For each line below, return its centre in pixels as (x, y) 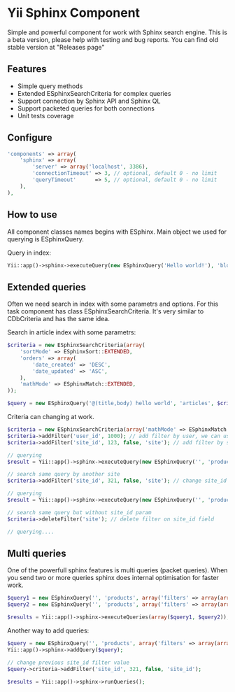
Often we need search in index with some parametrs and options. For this (113, 304)
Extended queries (47, 287)
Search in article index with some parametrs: (72, 332)
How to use (32, 215)
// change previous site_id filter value (69, 663)
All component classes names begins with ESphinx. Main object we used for (117, 232)
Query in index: (29, 253)
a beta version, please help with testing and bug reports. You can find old (113, 39)
